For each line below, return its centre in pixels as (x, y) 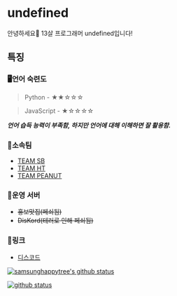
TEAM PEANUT (40, 175)
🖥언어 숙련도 (27, 79)
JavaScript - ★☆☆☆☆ (59, 111)
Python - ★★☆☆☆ (54, 97)
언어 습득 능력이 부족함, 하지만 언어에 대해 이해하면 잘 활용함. (89, 125)
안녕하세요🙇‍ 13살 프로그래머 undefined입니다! (70, 33)
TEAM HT (31, 168)
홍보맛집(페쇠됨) (40, 212)
